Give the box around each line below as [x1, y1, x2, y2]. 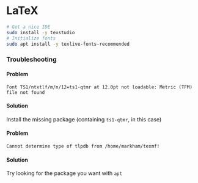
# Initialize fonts [6, 35, 56, 41]
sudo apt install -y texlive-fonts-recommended [6, 41, 130, 47]
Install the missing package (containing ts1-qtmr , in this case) [6, 115, 162, 123]
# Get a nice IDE [6, 24, 51, 30]
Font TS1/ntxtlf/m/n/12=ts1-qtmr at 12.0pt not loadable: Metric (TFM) [6, 84, 193, 90]
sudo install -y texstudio [6, 29, 75, 35]
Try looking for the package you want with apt [6, 170, 123, 177]
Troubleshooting [6, 56, 57, 64]
